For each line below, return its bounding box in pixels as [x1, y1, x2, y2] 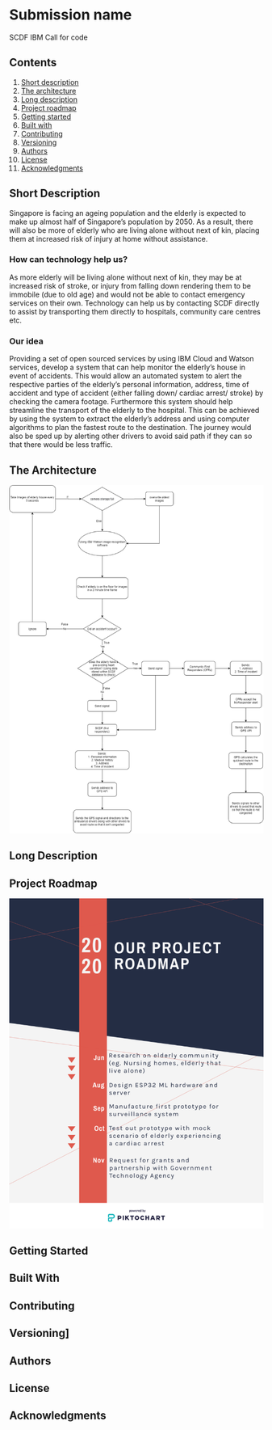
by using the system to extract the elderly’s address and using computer [9, 414, 249, 424]
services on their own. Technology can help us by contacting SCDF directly [9, 297, 260, 308]
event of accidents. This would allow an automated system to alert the [9, 371, 242, 381]
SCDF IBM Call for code [9, 32, 88, 42]
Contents [9, 56, 57, 70]
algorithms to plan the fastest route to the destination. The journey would [9, 423, 252, 432]
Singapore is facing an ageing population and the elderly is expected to [9, 208, 246, 217]
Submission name [9, 6, 132, 24]
